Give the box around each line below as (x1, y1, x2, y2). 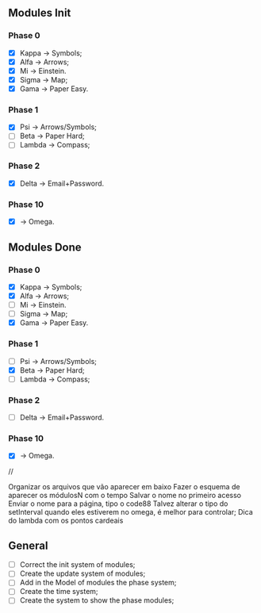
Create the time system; (19, 587, 98, 596)
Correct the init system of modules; (19, 560, 136, 569)
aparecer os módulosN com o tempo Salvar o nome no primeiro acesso (8, 491, 242, 500)
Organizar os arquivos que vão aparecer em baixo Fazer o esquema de (8, 482, 240, 492)
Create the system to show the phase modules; (19, 596, 175, 605)
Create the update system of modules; (19, 569, 146, 578)
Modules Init (8, 6, 71, 20)
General (8, 538, 49, 552)
